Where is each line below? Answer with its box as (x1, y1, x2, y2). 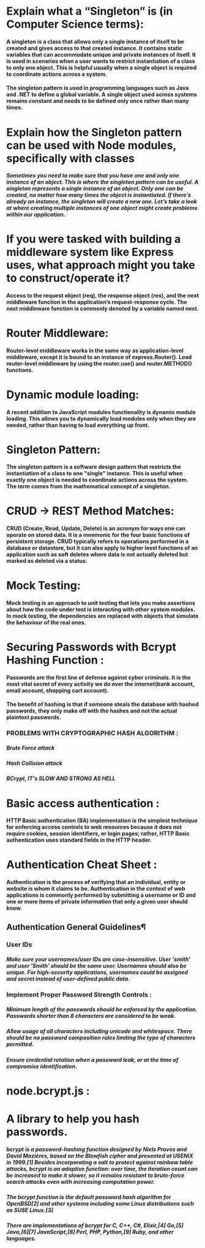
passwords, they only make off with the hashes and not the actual (6, 707, 177, 715)
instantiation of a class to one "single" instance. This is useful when (6, 470, 184, 477)
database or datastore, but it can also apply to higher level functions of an (6, 544, 198, 552)
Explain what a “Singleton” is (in (6, 4, 173, 18)
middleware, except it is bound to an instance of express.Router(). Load (6, 353, 192, 360)
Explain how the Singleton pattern (6, 125, 182, 139)
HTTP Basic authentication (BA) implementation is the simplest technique (6, 817, 198, 824)
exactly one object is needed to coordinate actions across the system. (6, 476, 188, 484)
